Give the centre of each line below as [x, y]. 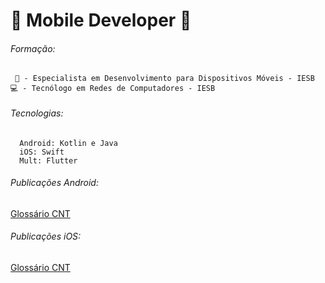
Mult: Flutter [48, 160]
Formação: [33, 48]
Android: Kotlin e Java [68, 143]
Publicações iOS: [46, 236]
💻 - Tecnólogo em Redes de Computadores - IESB [113, 89]
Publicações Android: [54, 183]
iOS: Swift [42, 152]
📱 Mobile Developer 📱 [101, 20]
